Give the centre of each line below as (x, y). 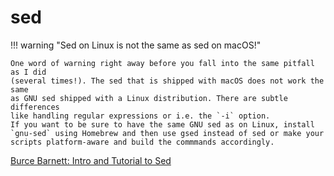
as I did (28, 72)
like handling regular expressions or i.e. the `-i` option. (140, 116)
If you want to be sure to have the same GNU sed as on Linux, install (162, 124)
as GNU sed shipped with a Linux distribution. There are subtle (149, 98)
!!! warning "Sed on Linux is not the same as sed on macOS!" (136, 45)
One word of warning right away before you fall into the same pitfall (162, 63)
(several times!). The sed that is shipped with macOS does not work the (167, 81)
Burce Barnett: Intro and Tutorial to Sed (91, 160)
